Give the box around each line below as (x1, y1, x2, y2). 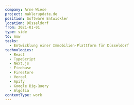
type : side (5, 30, 27, 34)
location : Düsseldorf (5, 20, 49, 26)
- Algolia (9, 88, 29, 93)
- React (9, 52, 25, 57)
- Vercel (9, 75, 27, 79)
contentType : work (5, 92, 42, 97)
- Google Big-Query (9, 83, 49, 89)
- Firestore (9, 70, 34, 75)
